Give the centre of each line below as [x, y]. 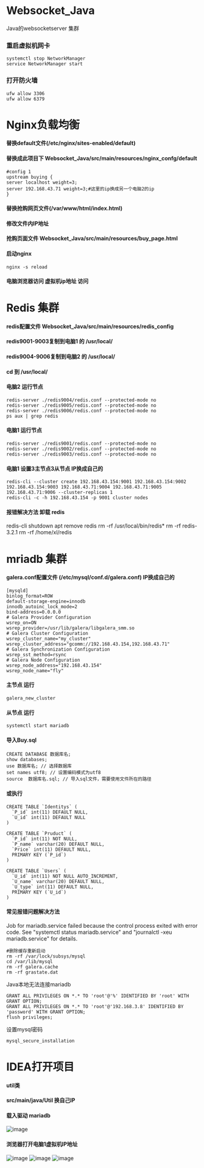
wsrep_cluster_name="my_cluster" [49, 639]
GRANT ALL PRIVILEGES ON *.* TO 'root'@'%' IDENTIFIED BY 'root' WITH [98, 996]
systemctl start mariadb [38, 726]
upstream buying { [30, 177]
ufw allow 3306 [26, 93]
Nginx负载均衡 [43, 125]
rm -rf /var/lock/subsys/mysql [46, 956]
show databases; [27, 760]
